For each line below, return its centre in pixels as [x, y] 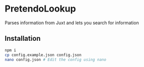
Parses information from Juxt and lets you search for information [72, 23]
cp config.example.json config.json [43, 55]
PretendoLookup [40, 9]
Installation [23, 39]
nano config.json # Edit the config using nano [56, 59]
